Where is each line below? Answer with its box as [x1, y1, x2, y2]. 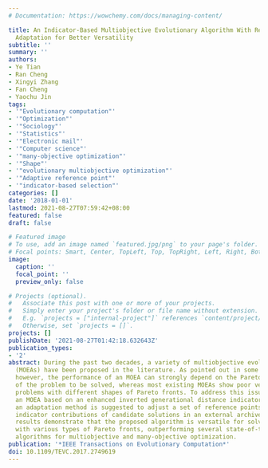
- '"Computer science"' [8, 144, 88, 152]
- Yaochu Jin [8, 92, 52, 100]
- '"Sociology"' [8, 123, 62, 131]
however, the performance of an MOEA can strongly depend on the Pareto [15, 374, 262, 382]
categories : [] [8, 189, 59, 197]
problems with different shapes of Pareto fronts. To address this [15, 388, 245, 396]
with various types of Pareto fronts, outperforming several [15, 426, 223, 434]
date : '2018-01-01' [8, 196, 73, 204]
